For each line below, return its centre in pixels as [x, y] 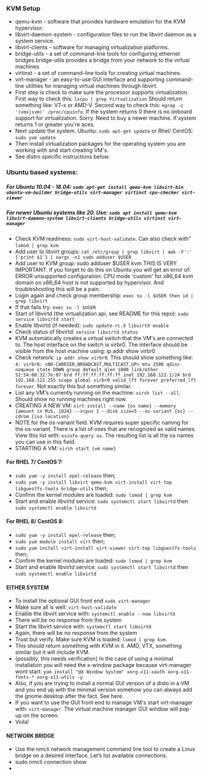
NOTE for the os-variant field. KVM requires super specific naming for [102, 423]
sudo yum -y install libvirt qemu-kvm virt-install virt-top [93, 482]
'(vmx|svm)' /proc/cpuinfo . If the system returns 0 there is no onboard [103, 112]
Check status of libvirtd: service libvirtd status [77, 332]
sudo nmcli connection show [51, 762]
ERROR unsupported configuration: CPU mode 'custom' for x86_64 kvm [104, 276]
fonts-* [24, 677]
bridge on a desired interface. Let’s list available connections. [91, 755]
